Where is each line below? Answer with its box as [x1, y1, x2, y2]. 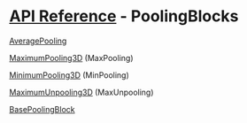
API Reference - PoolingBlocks [9, 6, 239, 27]
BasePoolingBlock [9, 104, 75, 114]
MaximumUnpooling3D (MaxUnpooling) [9, 87, 154, 97]
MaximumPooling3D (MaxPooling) [9, 52, 135, 63]
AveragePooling [9, 35, 67, 46]
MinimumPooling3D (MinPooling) [9, 69, 130, 81]
